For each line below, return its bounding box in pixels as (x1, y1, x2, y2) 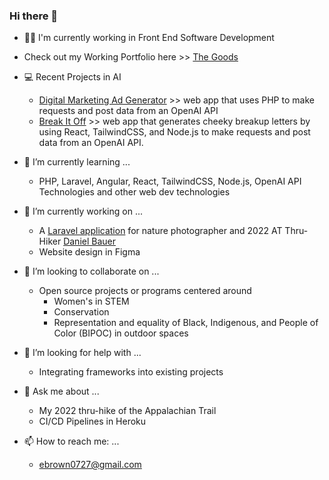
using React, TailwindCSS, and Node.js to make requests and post (38, 126, 311, 138)
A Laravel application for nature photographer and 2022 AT (38, 225, 283, 237)
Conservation (53, 306, 110, 318)
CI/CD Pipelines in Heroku (38, 415, 147, 428)
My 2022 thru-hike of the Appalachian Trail (38, 405, 217, 417)
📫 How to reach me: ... (23, 435, 120, 448)
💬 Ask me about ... (23, 385, 100, 398)
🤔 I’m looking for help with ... (23, 347, 142, 359)
